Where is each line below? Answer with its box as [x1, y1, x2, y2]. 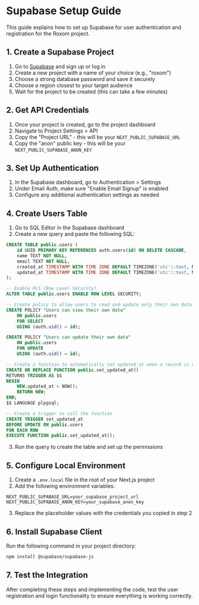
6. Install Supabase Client [6, 526, 102, 536]
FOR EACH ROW [6, 427, 38, 433]
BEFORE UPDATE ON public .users [6, 422, 84, 428]
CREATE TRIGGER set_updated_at [6, 416, 84, 422]
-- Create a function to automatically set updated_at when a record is [6, 361, 190, 367]
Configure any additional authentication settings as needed [14, 191, 159, 199]
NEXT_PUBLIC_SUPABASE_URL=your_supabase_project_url [6, 494, 139, 500]
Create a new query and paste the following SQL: [14, 231, 135, 238]
